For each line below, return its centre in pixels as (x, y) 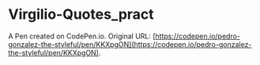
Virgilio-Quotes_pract (81, 14)
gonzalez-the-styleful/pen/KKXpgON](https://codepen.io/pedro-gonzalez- (130, 44)
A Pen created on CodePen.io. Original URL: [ (82, 36)
